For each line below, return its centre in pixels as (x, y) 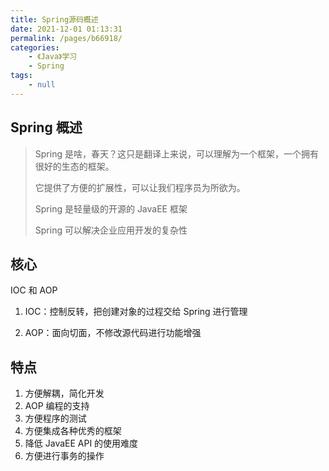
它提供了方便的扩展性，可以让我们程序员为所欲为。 (140, 187)
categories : (35, 47)
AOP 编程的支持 (57, 406)
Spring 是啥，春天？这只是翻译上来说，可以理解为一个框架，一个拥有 (176, 153)
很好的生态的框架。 (74, 166)
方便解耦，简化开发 (64, 393)
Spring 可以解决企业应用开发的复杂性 (111, 230)
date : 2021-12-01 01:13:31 (66, 29)
